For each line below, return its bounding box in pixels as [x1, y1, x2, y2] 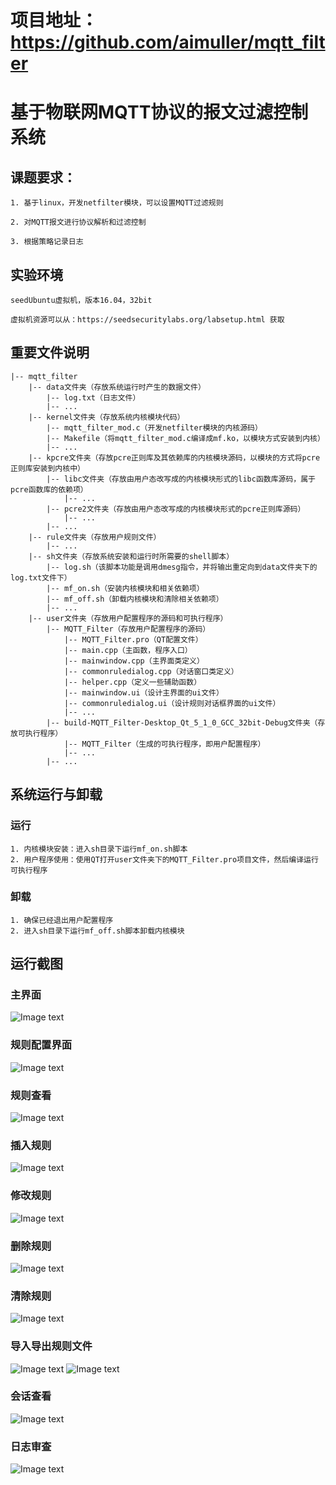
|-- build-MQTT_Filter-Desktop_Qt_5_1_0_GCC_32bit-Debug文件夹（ [46, 717, 318, 728]
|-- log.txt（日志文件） [46, 392, 141, 403]
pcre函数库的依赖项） [10, 484, 88, 495]
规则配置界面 [10, 1038, 73, 1052]
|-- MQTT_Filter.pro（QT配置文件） [63, 634, 203, 645]
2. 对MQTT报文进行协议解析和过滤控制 [10, 217, 147, 228]
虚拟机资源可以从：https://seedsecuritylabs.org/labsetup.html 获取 [10, 315, 285, 325]
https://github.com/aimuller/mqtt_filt [10, 31, 326, 54]
